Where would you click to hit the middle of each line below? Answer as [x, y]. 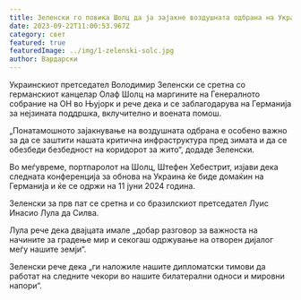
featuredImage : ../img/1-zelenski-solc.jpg [92, 51]
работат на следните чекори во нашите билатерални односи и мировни [147, 276]
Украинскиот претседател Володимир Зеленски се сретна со [128, 85]
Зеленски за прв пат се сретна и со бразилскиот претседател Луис [139, 203]
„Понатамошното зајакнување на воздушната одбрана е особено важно [148, 130]
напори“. [26, 286]
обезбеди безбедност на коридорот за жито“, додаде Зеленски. [132, 150]
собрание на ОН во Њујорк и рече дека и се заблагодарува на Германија [150, 103]
